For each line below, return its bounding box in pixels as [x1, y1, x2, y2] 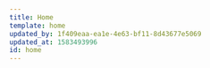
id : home [9, 46, 42, 55]
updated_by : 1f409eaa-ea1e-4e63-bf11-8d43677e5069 [9, 29, 202, 38]
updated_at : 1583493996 [9, 37, 98, 47]
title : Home [9, 12, 54, 22]
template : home [9, 21, 66, 30]
